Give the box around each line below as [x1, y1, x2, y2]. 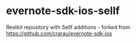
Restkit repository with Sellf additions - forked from [6, 24, 131, 31]
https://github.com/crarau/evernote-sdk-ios [6, 29, 112, 37]
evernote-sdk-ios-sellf [6, 4, 120, 18]
